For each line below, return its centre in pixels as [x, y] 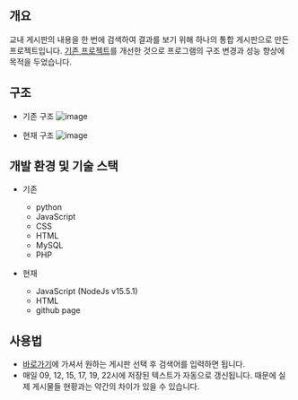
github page [58, 310]
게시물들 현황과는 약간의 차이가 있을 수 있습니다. [116, 387]
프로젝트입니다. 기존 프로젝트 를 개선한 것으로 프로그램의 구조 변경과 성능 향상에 [147, 50]
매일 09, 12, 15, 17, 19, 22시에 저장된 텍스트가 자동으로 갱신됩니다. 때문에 [149, 376]
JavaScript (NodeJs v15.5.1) [87, 291]
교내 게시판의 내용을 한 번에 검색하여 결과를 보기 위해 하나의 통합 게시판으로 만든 [149, 39]
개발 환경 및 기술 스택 [64, 166]
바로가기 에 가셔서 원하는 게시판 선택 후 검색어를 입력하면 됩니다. [133, 364]
